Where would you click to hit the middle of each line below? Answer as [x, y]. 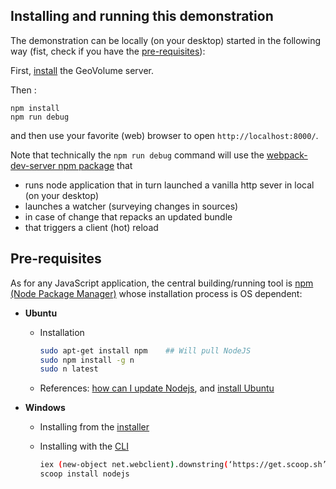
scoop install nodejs [84, 474]
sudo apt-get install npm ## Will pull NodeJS [145, 350]
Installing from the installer [94, 427]
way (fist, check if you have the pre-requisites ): [108, 51]
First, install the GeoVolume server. [82, 70]
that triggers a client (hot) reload [91, 227]
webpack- [287, 155]
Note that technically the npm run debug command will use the [137, 155]
